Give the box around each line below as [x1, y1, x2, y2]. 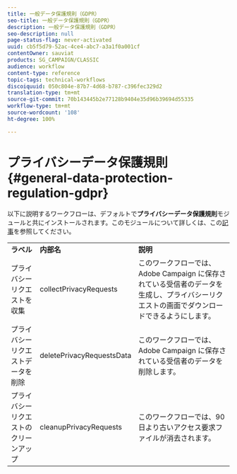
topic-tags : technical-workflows [7, 76, 106, 83]
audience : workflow [7, 63, 65, 70]
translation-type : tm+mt [7, 89, 80, 96]
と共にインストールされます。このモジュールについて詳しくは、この [25, 218, 222, 226]
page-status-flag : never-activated [7, 37, 112, 44]
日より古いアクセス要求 [138, 422, 216, 432]
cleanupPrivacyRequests [39, 422, 122, 432]
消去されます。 [166, 433, 216, 443]
